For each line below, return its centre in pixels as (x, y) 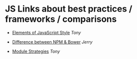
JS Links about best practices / (69, 9)
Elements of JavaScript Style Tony (46, 32)
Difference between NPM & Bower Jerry (52, 42)
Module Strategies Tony (36, 51)
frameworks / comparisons (61, 19)
